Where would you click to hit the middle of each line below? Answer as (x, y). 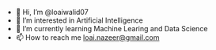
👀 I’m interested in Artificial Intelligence (80, 20)
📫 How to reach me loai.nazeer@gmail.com (87, 37)
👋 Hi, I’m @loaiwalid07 (52, 12)
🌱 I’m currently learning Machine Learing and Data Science (112, 29)
